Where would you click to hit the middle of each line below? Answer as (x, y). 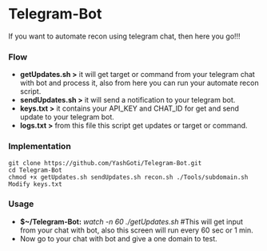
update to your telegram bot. (67, 117)
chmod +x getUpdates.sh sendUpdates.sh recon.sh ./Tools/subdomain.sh (128, 177)
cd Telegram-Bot (35, 170)
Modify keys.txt (35, 184)
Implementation (40, 147)
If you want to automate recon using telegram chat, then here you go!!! (125, 36)
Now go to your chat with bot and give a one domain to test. (118, 238)
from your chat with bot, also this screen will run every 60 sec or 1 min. (136, 230)
